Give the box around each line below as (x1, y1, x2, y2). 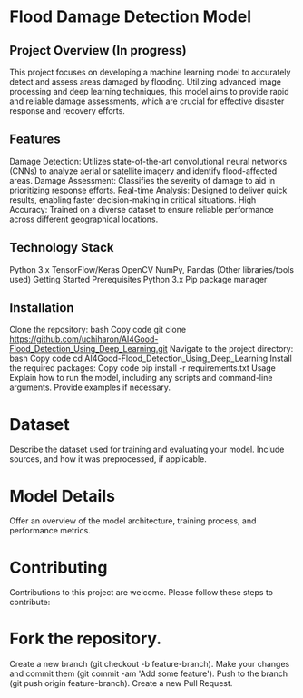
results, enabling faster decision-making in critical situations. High (9, 194, 257, 205)
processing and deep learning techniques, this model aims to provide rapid (9, 86, 289, 96)
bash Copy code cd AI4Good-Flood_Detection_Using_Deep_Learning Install (9, 353, 292, 364)
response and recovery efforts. (9, 105, 125, 115)
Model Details (9, 485, 116, 506)
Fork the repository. (9, 629, 162, 649)
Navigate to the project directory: (169, 344, 294, 354)
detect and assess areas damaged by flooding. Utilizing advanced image (9, 76, 281, 87)
